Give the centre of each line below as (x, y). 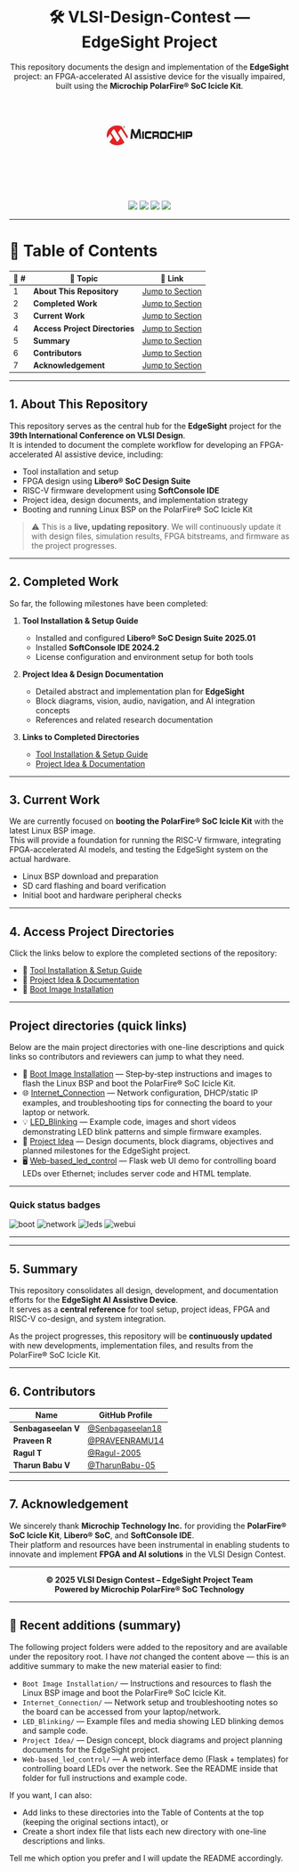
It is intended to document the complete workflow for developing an (133, 444)
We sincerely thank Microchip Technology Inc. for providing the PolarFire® (148, 1526)
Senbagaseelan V (46, 1428)
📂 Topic (84, 278)
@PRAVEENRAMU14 (126, 1440)
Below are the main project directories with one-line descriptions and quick (147, 1047)
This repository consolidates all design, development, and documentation (144, 1290)
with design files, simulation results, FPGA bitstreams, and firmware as (160, 536)
